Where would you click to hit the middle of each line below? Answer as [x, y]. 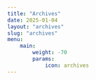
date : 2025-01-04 [33, 20]
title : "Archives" [34, 14]
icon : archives [67, 65]
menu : [15, 40]
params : [43, 59]
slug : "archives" [33, 33]
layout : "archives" [36, 26]
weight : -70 [50, 53]
